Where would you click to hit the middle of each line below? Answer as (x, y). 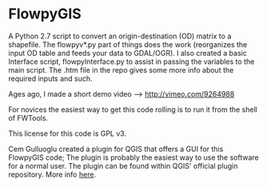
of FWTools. (28, 117)
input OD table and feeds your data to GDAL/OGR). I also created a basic (128, 53)
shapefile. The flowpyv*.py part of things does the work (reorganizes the (128, 44)
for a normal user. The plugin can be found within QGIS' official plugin (123, 165)
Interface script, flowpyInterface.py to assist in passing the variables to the (132, 62)
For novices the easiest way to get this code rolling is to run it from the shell (133, 109)
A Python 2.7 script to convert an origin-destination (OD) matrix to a (120, 36)
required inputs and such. (51, 78)
